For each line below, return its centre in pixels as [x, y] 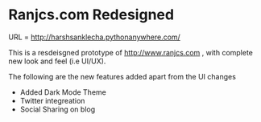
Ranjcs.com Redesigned [91, 15]
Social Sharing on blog [58, 109]
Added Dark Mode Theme [63, 92]
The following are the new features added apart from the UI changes [122, 76]
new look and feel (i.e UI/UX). [57, 61]
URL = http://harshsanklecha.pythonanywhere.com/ [95, 37]
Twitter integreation [52, 100]
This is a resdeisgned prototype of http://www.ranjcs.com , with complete [131, 52]
